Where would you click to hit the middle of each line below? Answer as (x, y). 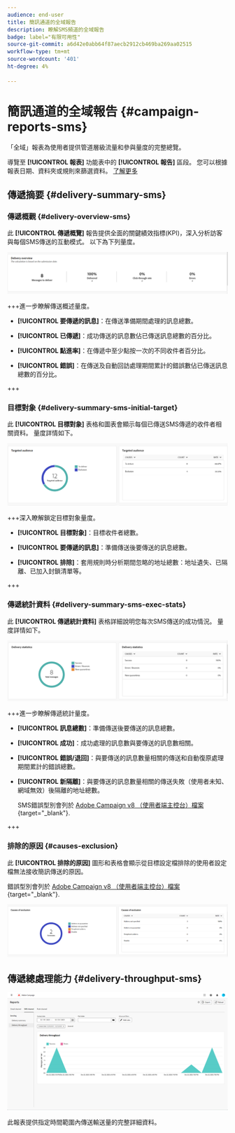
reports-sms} (48, 127)
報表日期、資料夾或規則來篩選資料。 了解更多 (72, 171)
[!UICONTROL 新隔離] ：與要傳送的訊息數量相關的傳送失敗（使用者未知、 (122, 782)
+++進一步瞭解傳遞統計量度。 (50, 713)
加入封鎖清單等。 (60, 571)
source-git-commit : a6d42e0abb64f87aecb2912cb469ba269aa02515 (100, 44)
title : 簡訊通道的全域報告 (42, 22)
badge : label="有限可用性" (44, 37)
